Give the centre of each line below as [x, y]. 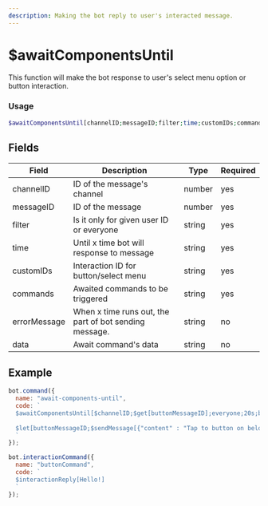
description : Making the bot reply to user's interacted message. [121, 16]
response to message [113, 252]
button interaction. [39, 85]
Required [238, 170]
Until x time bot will [109, 243]
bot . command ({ [32, 391]
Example [30, 372]
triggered [91, 298]
